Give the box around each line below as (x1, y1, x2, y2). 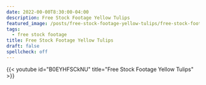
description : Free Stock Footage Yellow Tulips (6, 15, 131, 21)
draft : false (6, 43, 40, 50)
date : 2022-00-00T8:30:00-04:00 (6, 9, 89, 15)
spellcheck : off (6, 49, 48, 55)
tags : (6, 26, 20, 32)
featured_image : (6, 20, 48, 26)
